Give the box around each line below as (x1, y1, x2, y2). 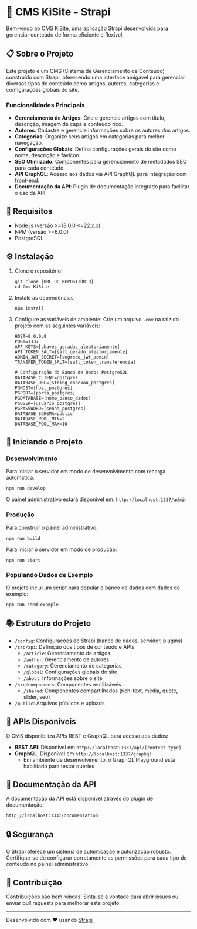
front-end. (14, 177, 40, 184)
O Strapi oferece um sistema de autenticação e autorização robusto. (6, 848, 171, 855)
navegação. (14, 140, 43, 147)
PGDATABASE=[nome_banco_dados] (14, 395, 91, 401)
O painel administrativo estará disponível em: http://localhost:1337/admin (6, 496, 188, 503)
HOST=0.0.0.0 (14, 333, 47, 339)
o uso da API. (14, 190, 47, 197)
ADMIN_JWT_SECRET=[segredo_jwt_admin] (14, 354, 110, 360)
